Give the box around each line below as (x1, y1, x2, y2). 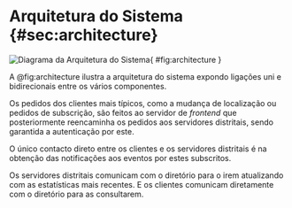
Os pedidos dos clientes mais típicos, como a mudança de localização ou (9, 97, 277, 108)
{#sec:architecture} (9, 25, 158, 45)
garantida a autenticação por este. (9, 126, 134, 136)
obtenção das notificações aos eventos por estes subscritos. (9, 152, 232, 163)
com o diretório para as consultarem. (9, 189, 144, 199)
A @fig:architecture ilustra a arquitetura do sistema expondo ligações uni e (9, 71, 281, 81)
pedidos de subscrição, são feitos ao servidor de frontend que (9, 107, 237, 118)
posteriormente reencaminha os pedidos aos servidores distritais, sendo (9, 117, 274, 127)
